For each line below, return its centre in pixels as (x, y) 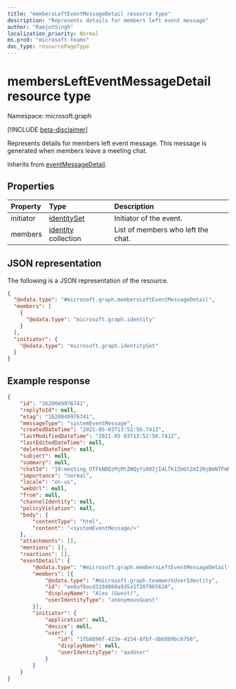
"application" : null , (77, 620)
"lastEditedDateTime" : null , (63, 443)
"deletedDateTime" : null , (58, 449)
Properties (31, 186)
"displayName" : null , (89, 646)
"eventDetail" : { (45, 561)
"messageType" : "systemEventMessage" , (77, 423)
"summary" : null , (45, 462)
